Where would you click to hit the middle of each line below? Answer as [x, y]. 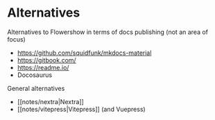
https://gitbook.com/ [46, 60]
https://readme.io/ [43, 67]
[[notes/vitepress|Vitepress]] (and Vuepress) [81, 109]
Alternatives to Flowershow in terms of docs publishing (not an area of [108, 32]
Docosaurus [35, 75]
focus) [16, 39]
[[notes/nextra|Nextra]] [51, 101]
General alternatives [36, 88]
